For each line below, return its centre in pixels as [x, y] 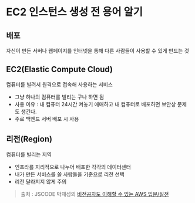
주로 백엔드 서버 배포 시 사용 [47, 119]
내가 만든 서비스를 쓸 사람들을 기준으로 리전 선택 [69, 174]
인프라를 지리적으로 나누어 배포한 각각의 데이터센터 [73, 167]
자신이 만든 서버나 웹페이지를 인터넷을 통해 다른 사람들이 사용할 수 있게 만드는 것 [98, 51]
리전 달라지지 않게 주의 [41, 181]
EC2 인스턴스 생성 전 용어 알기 [74, 12]
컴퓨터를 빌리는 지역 [29, 154]
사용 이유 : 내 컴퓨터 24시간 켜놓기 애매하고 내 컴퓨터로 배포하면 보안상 [95, 104]
